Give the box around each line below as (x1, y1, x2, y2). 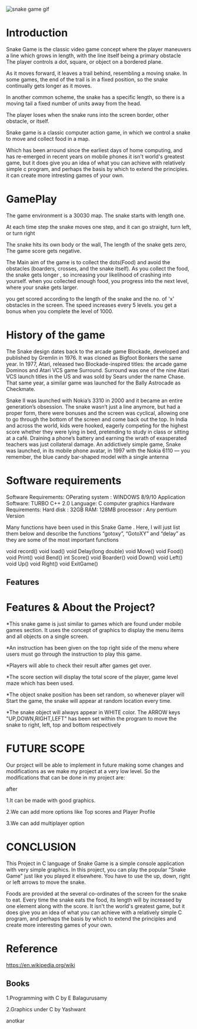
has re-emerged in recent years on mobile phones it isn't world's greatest (6, 153, 185, 160)
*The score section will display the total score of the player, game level (6, 673, 178, 680)
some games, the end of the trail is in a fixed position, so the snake (6, 75, 168, 83)
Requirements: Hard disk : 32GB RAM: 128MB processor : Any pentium (6, 506, 177, 513)
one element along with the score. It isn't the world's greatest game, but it (6, 902, 185, 909)
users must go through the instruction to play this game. (6, 650, 142, 657)
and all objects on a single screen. (6, 633, 89, 640)
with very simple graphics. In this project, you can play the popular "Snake (6, 866, 186, 873)
